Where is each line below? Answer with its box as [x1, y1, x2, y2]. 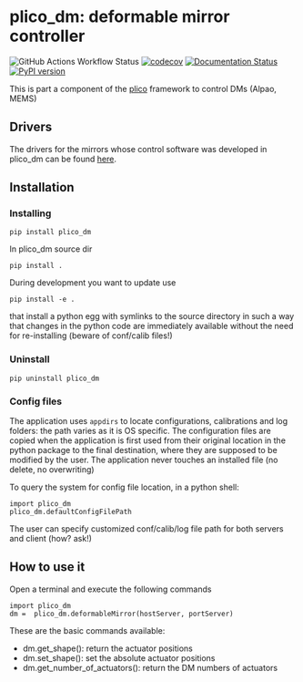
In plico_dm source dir [9, 243, 93, 254]
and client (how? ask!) [9, 533, 93, 544]
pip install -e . [9, 294, 76, 305]
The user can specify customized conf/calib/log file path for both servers [9, 523, 284, 534]
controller [9, 26, 86, 46]
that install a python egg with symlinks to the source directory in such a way [9, 311, 295, 322]
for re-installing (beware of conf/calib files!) [9, 330, 173, 341]
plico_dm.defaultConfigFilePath [9, 508, 132, 517]
